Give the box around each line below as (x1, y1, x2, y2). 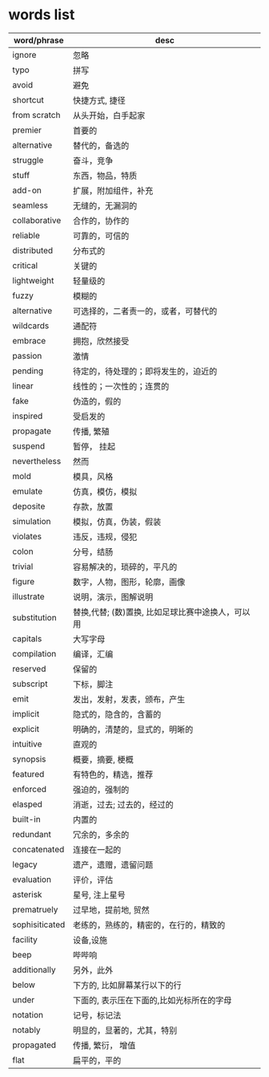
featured (12, 768, 45, 779)
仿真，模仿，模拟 (73, 486, 138, 497)
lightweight (12, 274, 54, 286)
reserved (12, 663, 46, 674)
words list (8, 6, 75, 24)
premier (12, 124, 42, 136)
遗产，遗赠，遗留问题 (73, 859, 154, 870)
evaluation (12, 873, 52, 884)
